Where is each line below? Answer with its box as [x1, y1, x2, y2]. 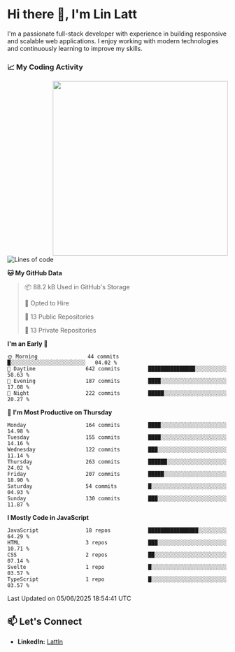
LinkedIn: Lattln [17, 637, 64, 646]
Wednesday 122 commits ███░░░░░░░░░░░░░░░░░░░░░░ [7, 447, 227, 454]
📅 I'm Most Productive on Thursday [7, 408, 113, 416]
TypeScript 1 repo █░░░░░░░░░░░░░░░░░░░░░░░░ [7, 576, 227, 583]
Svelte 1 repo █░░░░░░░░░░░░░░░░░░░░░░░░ [7, 564, 227, 571]
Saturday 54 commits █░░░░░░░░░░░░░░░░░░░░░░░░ [7, 483, 227, 490]
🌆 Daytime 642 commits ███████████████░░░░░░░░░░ [7, 365, 227, 372]
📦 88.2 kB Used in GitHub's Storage [24, 283, 131, 291]
